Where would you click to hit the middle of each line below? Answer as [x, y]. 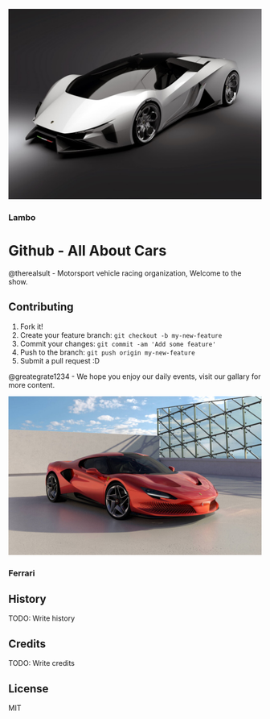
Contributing [41, 307]
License [29, 689]
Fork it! [32, 326]
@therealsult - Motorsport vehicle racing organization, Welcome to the [125, 273]
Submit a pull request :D [60, 360]
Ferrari [22, 573]
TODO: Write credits [41, 663]
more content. [31, 384]
